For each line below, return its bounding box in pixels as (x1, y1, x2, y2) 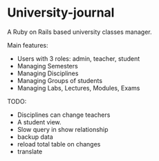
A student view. (17, 117, 62, 126)
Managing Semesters (17, 61, 78, 70)
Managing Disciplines (17, 69, 79, 77)
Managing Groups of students (17, 76, 102, 84)
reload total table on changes (17, 140, 101, 148)
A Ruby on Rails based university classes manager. (7, 28, 152, 36)
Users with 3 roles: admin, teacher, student (17, 54, 140, 63)
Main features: (7, 41, 48, 49)
